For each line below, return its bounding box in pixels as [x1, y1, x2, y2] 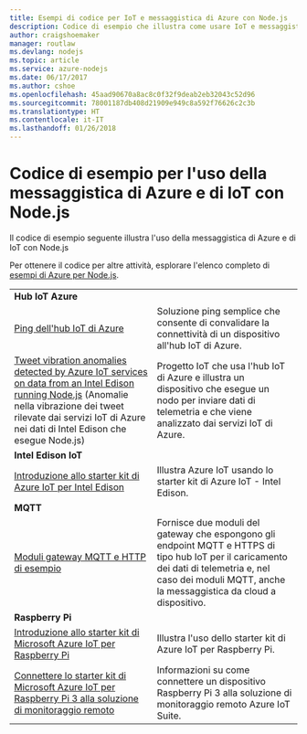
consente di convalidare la [156, 316, 270, 329]
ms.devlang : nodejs [9, 48, 84, 57]
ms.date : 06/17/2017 [9, 73, 89, 82]
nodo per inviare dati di [156, 394, 256, 407]
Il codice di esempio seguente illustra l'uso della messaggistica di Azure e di [9, 232, 297, 243]
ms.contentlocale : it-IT [9, 115, 104, 124]
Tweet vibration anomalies [14, 354, 127, 367]
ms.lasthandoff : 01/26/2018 [9, 124, 117, 133]
